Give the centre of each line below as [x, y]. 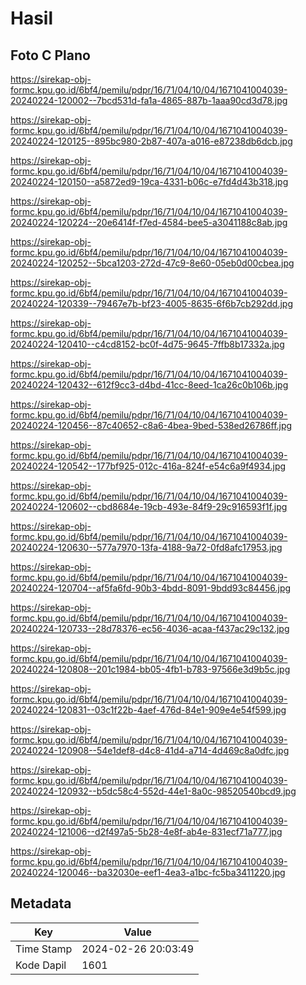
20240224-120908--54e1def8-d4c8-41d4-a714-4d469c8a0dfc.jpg [150, 750]
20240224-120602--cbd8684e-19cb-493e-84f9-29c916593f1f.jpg [149, 506]
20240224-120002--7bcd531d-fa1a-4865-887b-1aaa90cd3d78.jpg [149, 100]
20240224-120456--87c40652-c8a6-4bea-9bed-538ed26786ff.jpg [151, 425]
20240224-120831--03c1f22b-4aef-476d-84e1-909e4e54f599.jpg [148, 710]
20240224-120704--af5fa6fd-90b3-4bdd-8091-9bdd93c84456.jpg [151, 588]
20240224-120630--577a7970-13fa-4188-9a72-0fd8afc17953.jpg [146, 547]
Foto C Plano [50, 55]
